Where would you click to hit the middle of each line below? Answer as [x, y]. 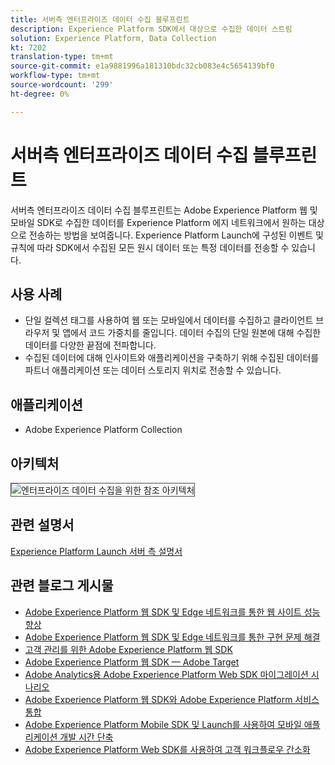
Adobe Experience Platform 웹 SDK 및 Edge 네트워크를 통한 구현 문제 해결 [172, 637]
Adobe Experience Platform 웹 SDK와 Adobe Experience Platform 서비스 [172, 699]
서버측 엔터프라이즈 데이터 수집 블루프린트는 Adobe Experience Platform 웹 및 [164, 210]
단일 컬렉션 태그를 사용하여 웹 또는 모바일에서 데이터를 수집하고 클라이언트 [169, 320]
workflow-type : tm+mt [55, 76]
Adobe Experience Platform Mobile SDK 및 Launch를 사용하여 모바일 [163, 724]
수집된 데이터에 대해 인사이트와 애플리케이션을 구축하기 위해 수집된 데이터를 [172, 358]
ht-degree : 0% [40, 94]
